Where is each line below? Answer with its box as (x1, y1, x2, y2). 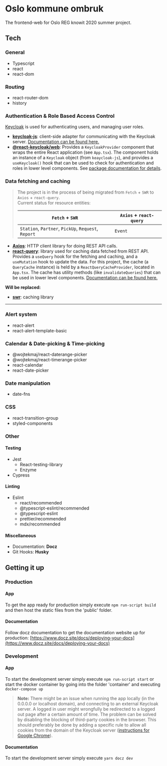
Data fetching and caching (5, 178, 71, 185)
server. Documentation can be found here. (12, 139, 99, 145)
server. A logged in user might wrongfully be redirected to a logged (17, 706, 156, 712)
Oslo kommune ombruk (5, 3, 104, 14)
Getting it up (5, 563, 45, 572)
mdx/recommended (19, 521, 61, 527)
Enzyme (19, 467, 37, 473)
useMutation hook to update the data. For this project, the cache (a (12, 258, 149, 264)
